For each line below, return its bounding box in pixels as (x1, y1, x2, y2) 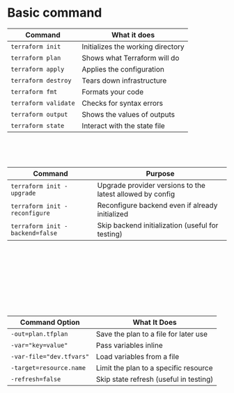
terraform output (10, 110, 68, 118)
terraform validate (10, 99, 75, 107)
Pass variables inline (96, 340, 163, 350)
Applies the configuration (81, 64, 165, 74)
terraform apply (10, 65, 65, 73)
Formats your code (81, 87, 144, 97)
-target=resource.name (10, 364, 86, 371)
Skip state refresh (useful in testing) (96, 374, 214, 384)
